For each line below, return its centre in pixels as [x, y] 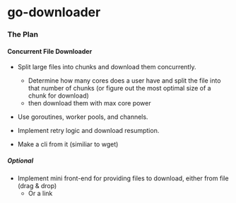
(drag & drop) [37, 186]
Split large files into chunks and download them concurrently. [107, 67]
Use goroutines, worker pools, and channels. [83, 117]
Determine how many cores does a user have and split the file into [124, 81]
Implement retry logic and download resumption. [88, 131]
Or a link [40, 193]
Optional [20, 161]
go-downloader [54, 12]
